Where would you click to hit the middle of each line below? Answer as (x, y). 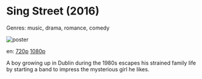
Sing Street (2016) (53, 11)
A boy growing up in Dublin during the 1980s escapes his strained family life (101, 63)
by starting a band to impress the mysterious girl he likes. (78, 69)
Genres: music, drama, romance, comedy (58, 28)
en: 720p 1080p (26, 51)
